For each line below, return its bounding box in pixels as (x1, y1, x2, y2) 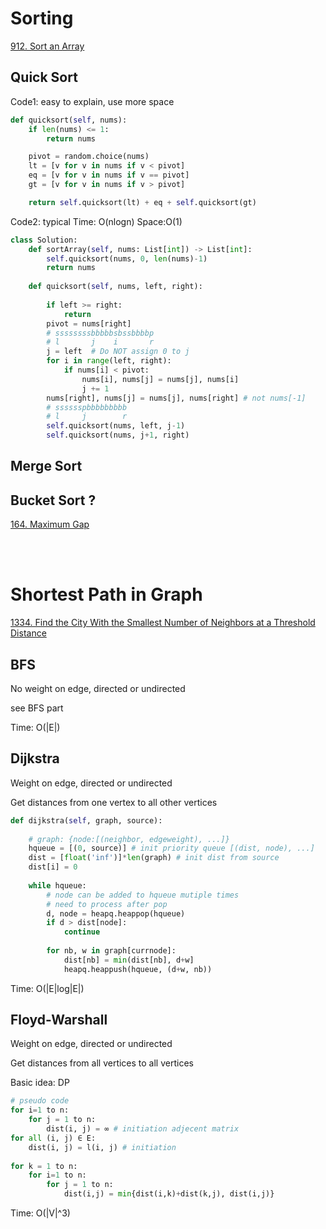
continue (63, 927, 101, 937)
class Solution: (10, 235, 78, 245)
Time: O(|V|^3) (10, 1207, 71, 1219)
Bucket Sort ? (10, 492, 97, 509)
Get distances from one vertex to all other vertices (10, 796, 218, 808)
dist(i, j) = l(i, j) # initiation (28, 1142, 177, 1152)
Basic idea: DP (10, 1077, 70, 1089)
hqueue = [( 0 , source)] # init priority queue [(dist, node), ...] (28, 843, 315, 854)
